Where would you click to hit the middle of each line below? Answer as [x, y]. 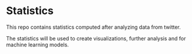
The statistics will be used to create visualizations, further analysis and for [96, 38]
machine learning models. [37, 45]
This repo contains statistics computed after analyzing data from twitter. [94, 27]
